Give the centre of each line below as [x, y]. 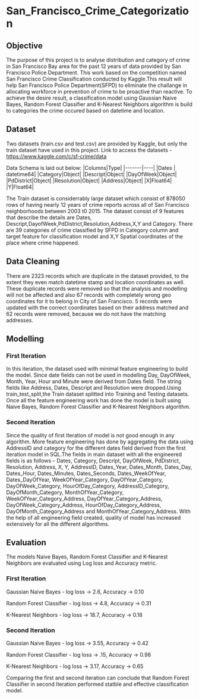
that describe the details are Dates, [49, 217]
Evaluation [26, 543]
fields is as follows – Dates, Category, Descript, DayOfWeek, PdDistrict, [93, 461]
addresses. [20, 320]
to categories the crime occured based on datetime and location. [86, 111]
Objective [25, 46]
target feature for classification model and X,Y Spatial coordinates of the [94, 236]
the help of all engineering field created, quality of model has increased [94, 517]
